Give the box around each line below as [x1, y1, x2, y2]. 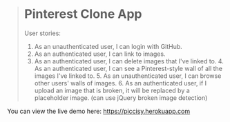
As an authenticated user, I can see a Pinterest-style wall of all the [34, 64, 223, 72]
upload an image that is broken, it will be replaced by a [34, 86, 190, 94]
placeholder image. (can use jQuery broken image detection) [34, 93, 208, 102]
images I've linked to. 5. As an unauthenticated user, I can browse [34, 72, 222, 80]
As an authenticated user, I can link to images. [34, 50, 166, 58]
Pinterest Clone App [23, 6, 143, 22]
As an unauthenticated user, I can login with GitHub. [34, 42, 183, 50]
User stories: [23, 29, 61, 37]
